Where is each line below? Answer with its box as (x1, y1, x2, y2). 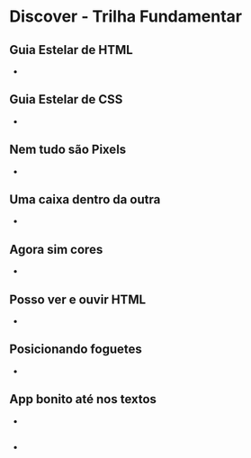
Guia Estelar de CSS (9, 92, 123, 107)
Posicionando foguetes (9, 342, 142, 357)
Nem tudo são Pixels (9, 142, 127, 157)
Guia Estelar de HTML (9, 42, 133, 58)
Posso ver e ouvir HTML (9, 292, 147, 307)
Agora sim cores (9, 241, 103, 257)
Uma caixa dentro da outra (9, 192, 161, 208)
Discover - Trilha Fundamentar (9, 6, 243, 27)
